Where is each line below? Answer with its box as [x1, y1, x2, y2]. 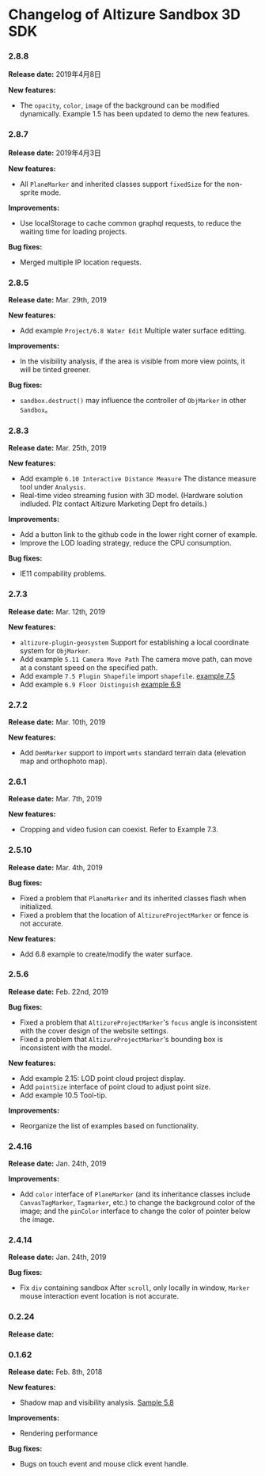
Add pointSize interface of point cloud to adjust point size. [19, 1082, 211, 1091]
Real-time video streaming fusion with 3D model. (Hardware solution [19, 491, 244, 500]
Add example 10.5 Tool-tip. [19, 1090, 108, 1100]
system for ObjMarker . [19, 645, 91, 655]
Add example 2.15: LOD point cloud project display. [19, 1073, 186, 1082]
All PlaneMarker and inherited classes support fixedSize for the [19, 179, 225, 188]
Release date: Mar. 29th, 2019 [8, 295, 108, 305]
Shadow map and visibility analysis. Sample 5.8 [19, 1398, 174, 1407]
